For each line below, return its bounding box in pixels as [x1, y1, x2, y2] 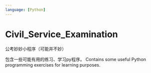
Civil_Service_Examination [5, 28, 118, 40]
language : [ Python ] [5, 7, 46, 12]
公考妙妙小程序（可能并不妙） [5, 46, 66, 52]
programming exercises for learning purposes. [5, 62, 101, 68]
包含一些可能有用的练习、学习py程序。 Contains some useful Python [5, 56, 146, 62]
